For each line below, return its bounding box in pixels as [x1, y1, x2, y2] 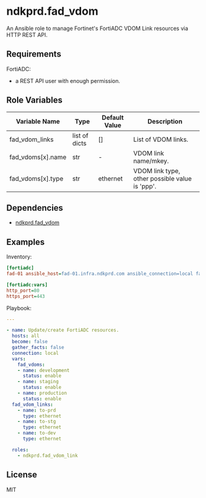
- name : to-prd [17, 407, 56, 413]
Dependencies [6, 203, 63, 213]
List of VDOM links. [133, 135, 189, 144]
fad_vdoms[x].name [9, 152, 67, 161]
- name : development [17, 367, 70, 373]
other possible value [133, 174, 192, 182]
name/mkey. [133, 157, 169, 165]
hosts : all [12, 333, 40, 339]
